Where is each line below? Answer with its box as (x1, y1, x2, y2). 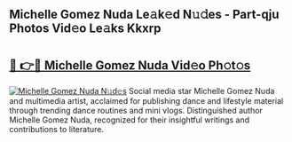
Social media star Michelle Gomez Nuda (128, 86, 275, 96)
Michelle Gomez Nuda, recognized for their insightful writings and (9, 114, 250, 125)
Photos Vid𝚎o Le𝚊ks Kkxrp (9, 21, 162, 36)
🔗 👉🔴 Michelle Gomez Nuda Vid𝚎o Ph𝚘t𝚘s (9, 58, 251, 73)
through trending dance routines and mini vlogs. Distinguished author (9, 106, 264, 115)
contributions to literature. (9, 124, 105, 134)
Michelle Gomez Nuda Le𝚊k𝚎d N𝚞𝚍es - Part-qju (9, 7, 280, 22)
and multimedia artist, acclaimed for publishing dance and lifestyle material (9, 96, 284, 106)
